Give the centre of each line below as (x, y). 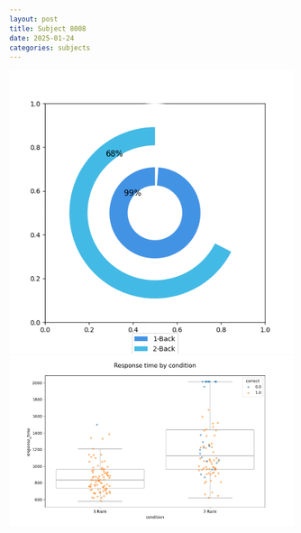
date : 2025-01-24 (42, 38)
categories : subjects (50, 48)
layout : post (34, 19)
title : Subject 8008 (48, 28)
